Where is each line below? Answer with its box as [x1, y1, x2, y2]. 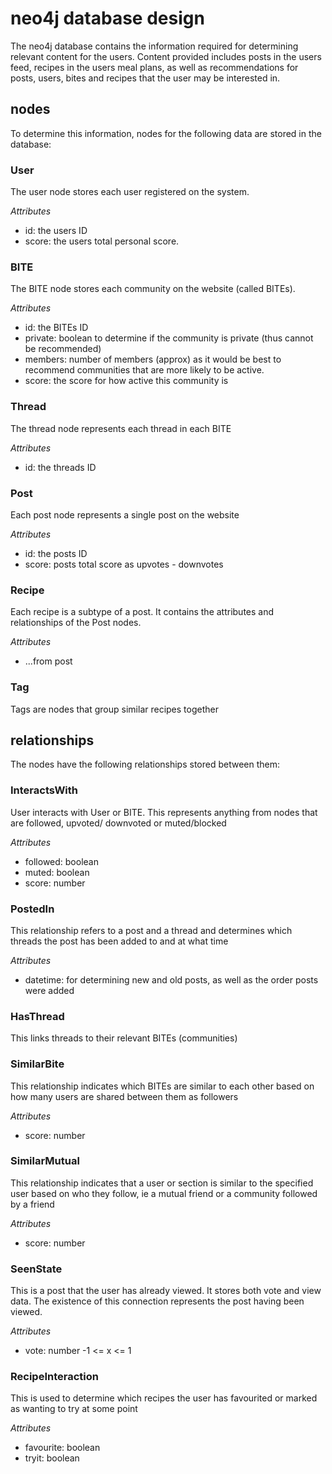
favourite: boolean [24, 1442, 101, 1454]
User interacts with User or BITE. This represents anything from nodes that [10, 806, 318, 818]
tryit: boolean [24, 1452, 80, 1464]
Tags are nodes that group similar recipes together [10, 703, 219, 715]
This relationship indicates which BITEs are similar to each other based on [10, 1080, 315, 1092]
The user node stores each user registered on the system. [10, 186, 250, 198]
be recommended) [24, 343, 102, 355]
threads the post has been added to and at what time [10, 935, 229, 947]
